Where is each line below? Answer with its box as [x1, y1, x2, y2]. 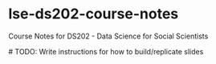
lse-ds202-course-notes [8, 5, 179, 23]
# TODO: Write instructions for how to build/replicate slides [8, 46, 204, 56]
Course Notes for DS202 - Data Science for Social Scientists [8, 31, 209, 41]
